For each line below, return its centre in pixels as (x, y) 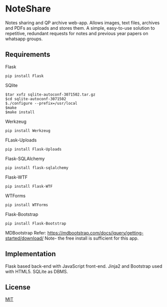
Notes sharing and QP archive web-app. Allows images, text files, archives (82, 23)
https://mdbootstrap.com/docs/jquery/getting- (95, 233)
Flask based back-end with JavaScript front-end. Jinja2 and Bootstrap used (84, 266)
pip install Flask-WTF (29, 186)
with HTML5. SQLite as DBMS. (37, 271)
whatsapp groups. (24, 39)
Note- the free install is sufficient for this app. (92, 238)
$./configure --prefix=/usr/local (41, 103)
